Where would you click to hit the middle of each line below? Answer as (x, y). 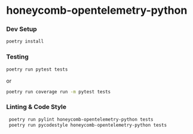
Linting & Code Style (36, 107)
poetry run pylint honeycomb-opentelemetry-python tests (81, 119)
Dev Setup (22, 29)
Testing (17, 57)
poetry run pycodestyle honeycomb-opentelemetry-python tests (88, 125)
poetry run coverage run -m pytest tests (59, 92)
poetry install (25, 42)
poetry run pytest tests (37, 69)
